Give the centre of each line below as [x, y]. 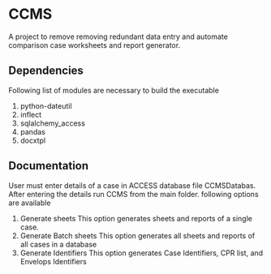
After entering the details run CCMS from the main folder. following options [133, 194]
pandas [33, 131]
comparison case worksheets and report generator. [95, 45]
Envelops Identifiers [53, 261]
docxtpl [33, 140]
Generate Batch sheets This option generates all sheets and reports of [138, 235]
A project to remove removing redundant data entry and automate [118, 36]
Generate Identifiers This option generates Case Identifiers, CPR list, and [142, 253]
